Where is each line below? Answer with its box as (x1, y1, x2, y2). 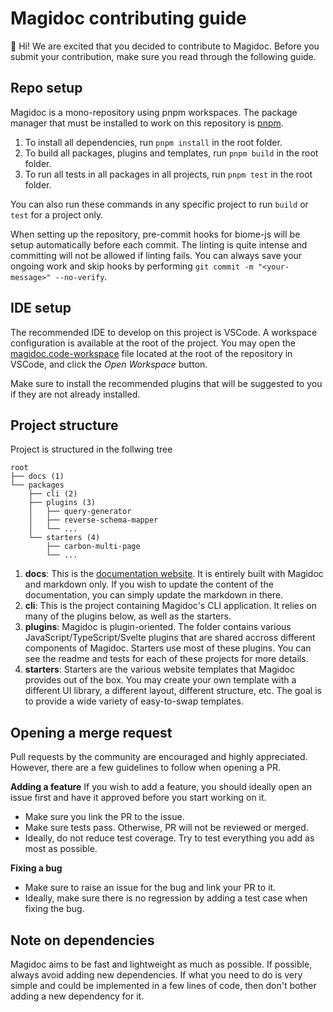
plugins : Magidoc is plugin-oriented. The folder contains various (24, 621, 292, 633)
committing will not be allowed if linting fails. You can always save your (10, 249, 303, 261)
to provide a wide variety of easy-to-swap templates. (24, 695, 244, 707)
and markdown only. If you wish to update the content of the (24, 578, 274, 591)
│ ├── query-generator (28, 507, 132, 517)
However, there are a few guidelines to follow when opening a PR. (10, 762, 282, 774)
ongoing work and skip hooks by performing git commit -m (10, 260, 254, 272)
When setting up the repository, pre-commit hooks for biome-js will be (10, 228, 301, 240)
